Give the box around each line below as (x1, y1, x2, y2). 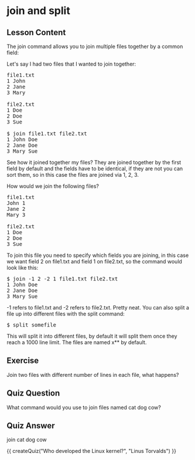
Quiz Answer (6, 421, 55, 431)
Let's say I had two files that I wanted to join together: (6, 60, 136, 67)
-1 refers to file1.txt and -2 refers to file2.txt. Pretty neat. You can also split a (6, 304, 190, 311)
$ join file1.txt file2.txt (6, 131, 87, 137)
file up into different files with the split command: (6, 310, 125, 317)
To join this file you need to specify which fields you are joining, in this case (6, 252, 189, 259)
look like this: (6, 265, 39, 271)
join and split (6, 4, 71, 18)
